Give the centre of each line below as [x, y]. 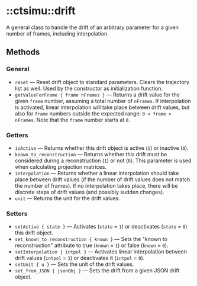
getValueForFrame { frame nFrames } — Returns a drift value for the [97, 94]
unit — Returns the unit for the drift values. [67, 198]
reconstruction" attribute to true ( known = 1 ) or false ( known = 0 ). [91, 245]
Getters [17, 135]
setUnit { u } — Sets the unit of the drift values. [74, 264]
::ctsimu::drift [41, 11]
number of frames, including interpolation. [58, 33]
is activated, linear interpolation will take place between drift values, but [102, 107]
